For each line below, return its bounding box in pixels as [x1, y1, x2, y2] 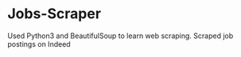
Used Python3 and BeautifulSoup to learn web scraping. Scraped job [7, 31, 234, 40]
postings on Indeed [7, 39, 71, 48]
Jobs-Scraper [7, 5, 101, 23]
